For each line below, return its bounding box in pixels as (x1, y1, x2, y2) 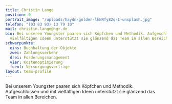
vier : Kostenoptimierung (10, 60, 63, 65)
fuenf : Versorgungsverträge (10, 64, 70, 69)
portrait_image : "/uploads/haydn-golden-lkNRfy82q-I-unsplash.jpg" (5, 17, 153, 22)
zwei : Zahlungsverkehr (10, 50, 58, 55)
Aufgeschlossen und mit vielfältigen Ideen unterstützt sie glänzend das (5, 89, 155, 94)
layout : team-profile (5, 69, 52, 74)
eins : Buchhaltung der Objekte (10, 45, 77, 50)
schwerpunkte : (5, 41, 36, 46)
